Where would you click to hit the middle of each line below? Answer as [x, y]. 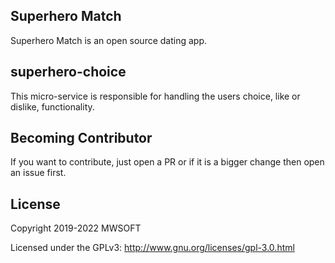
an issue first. [38, 173]
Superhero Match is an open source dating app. [109, 40]
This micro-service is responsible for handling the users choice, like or [155, 96]
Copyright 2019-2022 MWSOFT [76, 228]
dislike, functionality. [52, 106]
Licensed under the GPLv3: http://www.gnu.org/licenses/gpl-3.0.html [152, 248]
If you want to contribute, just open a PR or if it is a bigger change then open [167, 162]
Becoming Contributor [81, 138]
